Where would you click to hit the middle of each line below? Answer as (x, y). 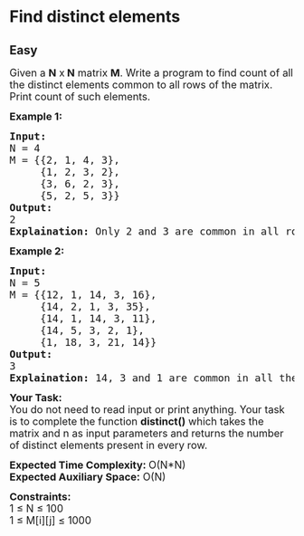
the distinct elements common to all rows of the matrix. (141, 85)
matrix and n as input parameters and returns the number (147, 434)
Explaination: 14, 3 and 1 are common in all (141, 378)
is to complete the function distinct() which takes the (137, 421)
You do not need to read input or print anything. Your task (147, 409)
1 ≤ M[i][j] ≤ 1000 (51, 521)
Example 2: (37, 251)
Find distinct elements (95, 17)
